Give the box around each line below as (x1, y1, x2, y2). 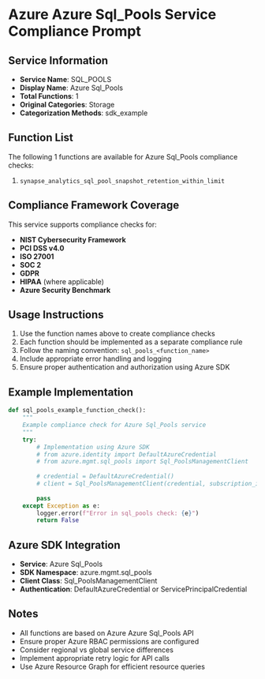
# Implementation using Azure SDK (36, 443, 150, 451)
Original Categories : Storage (19, 100, 115, 109)
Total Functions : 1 (19, 92, 79, 100)
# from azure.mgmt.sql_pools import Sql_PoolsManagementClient (36, 458, 248, 466)
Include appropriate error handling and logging (19, 354, 172, 364)
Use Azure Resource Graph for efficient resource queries (19, 662, 205, 671)
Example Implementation (8, 385, 134, 399)
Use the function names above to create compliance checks (19, 329, 215, 339)
